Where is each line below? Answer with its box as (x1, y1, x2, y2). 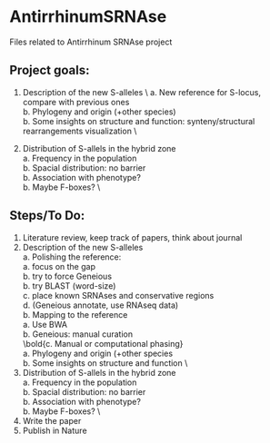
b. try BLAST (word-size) (22, 280, 116, 291)
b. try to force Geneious (22, 271, 112, 281)
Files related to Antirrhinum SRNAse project (9, 36, 173, 47)
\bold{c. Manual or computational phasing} (22, 338, 184, 349)
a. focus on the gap (22, 261, 95, 271)
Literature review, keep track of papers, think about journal (22, 231, 243, 242)
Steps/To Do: (9, 208, 85, 223)
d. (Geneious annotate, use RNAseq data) (22, 300, 179, 310)
